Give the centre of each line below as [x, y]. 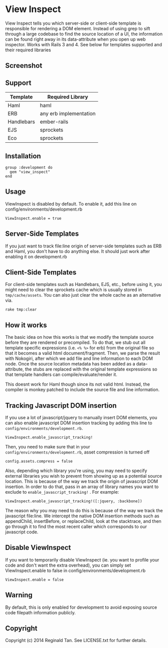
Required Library [68, 97]
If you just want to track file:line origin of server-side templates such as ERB [83, 246]
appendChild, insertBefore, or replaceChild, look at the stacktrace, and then [83, 521]
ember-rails [54, 122]
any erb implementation [68, 114]
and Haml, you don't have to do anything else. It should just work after [78, 251]
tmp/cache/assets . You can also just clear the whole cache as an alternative [83, 295]
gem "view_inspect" [30, 172]
